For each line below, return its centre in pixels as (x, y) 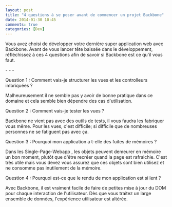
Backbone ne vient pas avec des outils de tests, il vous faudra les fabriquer (85, 121)
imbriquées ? (19, 86)
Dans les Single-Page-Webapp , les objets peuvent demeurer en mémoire (83, 152)
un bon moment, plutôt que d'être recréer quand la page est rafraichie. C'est (86, 157)
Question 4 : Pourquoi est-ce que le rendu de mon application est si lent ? (83, 178)
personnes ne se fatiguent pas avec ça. (47, 132)
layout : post (19, 10)
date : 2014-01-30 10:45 (31, 20)
